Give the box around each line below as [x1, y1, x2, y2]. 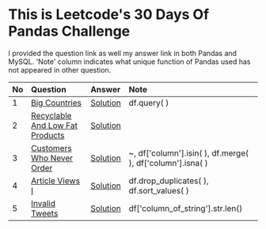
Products [31, 130, 65, 141]
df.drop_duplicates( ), [128, 175, 209, 186]
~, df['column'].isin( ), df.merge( [128, 148, 249, 159]
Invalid [31, 197, 55, 208]
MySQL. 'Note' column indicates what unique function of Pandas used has [8, 57, 251, 66]
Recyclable [31, 110, 72, 121]
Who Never [31, 152, 74, 163]
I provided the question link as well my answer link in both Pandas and [8, 48, 237, 58]
